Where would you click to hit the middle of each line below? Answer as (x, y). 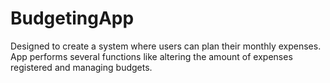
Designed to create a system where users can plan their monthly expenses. (166, 46)
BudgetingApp (72, 18)
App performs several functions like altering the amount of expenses (151, 56)
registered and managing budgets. (81, 67)
